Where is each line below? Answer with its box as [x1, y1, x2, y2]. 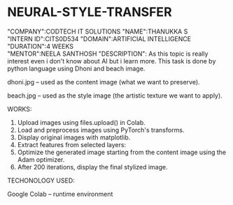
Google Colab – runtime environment [7, 190, 113, 198]
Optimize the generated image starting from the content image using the [17, 148, 226, 156]
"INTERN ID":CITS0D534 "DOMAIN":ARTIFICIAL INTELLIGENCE [7, 34, 191, 43]
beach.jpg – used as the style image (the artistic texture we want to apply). [7, 91, 223, 100]
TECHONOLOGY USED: [7, 176, 75, 185]
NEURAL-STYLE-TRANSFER [7, 4, 173, 20]
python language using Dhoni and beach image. [7, 64, 146, 73]
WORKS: [7, 105, 32, 113]
